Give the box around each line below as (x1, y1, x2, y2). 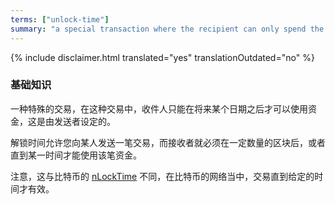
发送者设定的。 (53, 115, 116, 127)
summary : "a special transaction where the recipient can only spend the (10, 24, 325, 34)
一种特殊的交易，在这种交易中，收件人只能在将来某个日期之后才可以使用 (10, 102, 308, 115)
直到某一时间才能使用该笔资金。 (10, 149, 142, 161)
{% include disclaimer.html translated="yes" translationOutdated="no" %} (10, 51, 315, 63)
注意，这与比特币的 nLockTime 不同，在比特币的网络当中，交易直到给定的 (10, 170, 315, 182)
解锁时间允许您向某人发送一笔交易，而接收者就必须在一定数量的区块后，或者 (10, 136, 326, 148)
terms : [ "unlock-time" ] (10, 14, 110, 25)
